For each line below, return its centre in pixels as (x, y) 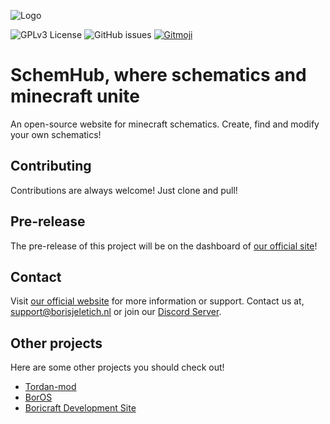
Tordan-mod (50, 387)
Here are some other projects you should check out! (117, 367)
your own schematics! (56, 134)
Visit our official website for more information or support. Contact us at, (157, 301)
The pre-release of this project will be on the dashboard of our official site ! (164, 246)
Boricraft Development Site (80, 408)
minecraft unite (75, 96)
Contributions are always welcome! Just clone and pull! (124, 190)
